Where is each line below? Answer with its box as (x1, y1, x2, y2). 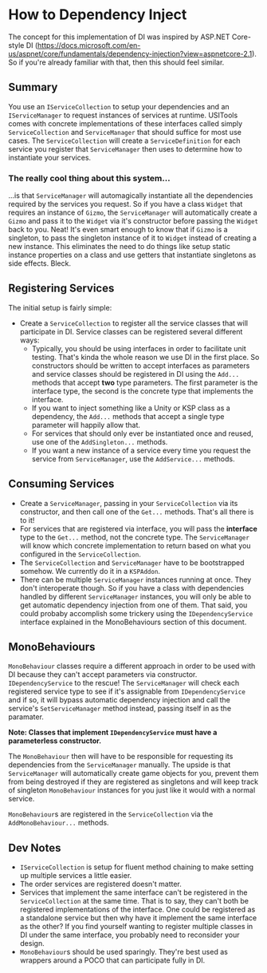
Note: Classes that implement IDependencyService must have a (8, 728, 218, 738)
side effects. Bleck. (8, 259, 72, 268)
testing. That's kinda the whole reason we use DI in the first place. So (31, 352, 260, 362)
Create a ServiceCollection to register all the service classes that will (19, 318, 249, 328)
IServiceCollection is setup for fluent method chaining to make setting (19, 862, 253, 872)
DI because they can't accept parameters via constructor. (8, 670, 198, 679)
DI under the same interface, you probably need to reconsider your (19, 930, 240, 939)
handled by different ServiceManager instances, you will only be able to (19, 591, 252, 601)
